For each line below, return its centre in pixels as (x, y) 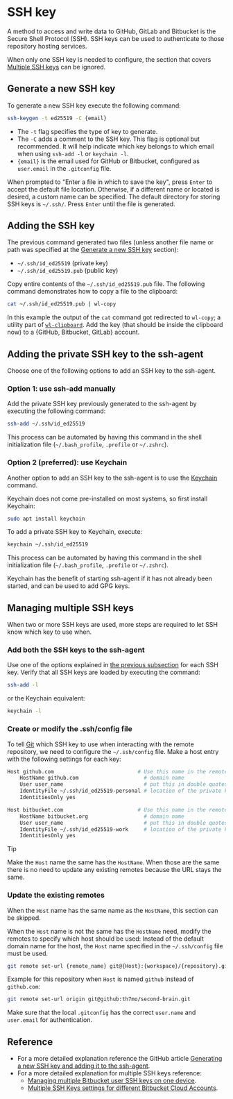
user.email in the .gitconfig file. (64, 168)
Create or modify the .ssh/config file (70, 729)
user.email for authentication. (50, 1020)
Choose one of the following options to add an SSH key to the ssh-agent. (112, 371)
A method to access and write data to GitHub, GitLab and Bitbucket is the (112, 31)
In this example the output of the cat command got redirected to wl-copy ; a (114, 317)
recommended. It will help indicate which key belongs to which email (115, 146)
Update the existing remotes (56, 895)
